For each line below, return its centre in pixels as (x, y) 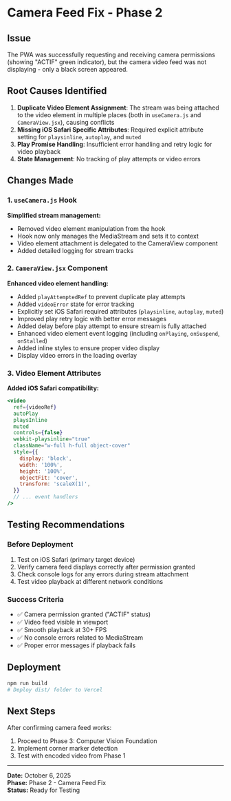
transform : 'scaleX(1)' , (55, 484)
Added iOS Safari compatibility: (53, 388)
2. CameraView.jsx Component (57, 268)
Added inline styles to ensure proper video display (88, 348)
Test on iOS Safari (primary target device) (76, 559)
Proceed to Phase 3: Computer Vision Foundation (87, 741)
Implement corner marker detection (67, 749)
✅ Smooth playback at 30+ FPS (62, 629)
